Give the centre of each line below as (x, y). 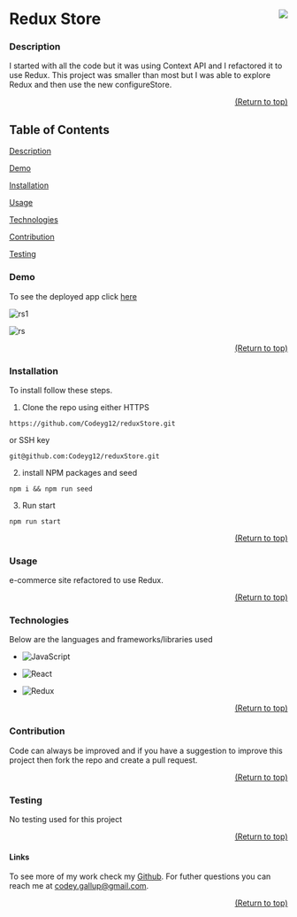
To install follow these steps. (61, 390)
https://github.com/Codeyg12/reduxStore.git (92, 424)
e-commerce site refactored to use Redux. (86, 580)
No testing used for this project (66, 820)
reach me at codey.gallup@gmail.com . (79, 886)
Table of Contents (60, 130)
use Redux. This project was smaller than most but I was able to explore (140, 75)
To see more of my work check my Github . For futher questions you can (140, 876)
